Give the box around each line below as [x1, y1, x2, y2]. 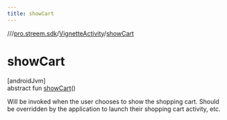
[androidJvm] [7, 76, 47, 85]
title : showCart [7, 10, 54, 17]
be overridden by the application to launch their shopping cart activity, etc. [7, 105, 221, 113]
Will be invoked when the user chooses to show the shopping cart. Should [7, 97, 220, 105]
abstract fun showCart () [7, 84, 76, 92]
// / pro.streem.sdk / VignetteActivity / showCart [7, 29, 134, 37]
